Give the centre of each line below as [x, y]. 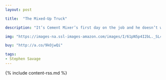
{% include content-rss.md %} [36, 73]
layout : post [19, 10]
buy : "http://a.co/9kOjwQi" [34, 45]
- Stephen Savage [23, 59]
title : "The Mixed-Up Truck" [36, 19]
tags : [11, 54]
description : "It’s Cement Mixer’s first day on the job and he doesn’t [82, 28]
